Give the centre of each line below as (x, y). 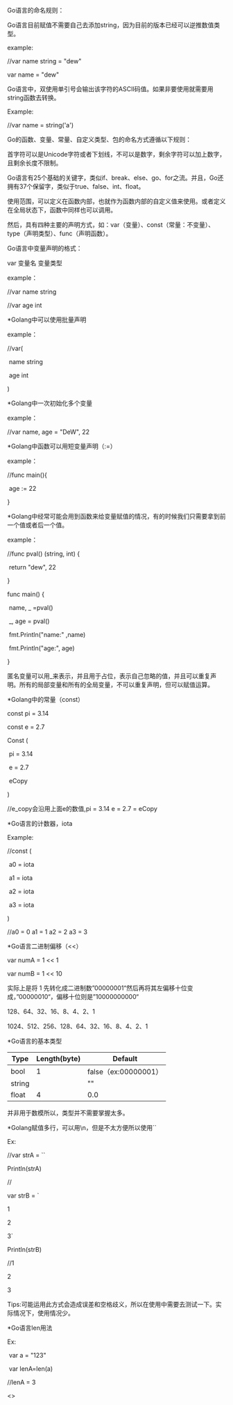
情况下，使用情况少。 (43, 1313)
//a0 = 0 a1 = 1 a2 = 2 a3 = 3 (48, 932)
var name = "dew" (33, 74)
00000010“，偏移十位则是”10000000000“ (79, 997)
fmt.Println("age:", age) (42, 648)
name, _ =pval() (31, 607)
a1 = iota (21, 878)
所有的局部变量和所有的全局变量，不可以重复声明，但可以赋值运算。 (116, 685)
